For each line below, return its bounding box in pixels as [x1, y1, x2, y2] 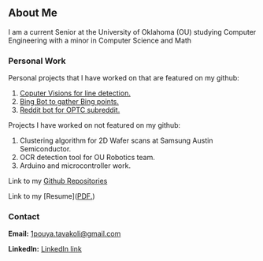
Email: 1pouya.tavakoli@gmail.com [8, 229, 121, 239]
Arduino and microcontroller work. [19, 161, 131, 170]
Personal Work [8, 55, 66, 66]
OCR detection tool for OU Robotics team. [19, 153, 155, 162]
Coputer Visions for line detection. [19, 88, 131, 98]
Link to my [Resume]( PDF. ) [8, 192, 96, 201]
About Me [8, 6, 57, 20]
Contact [8, 211, 40, 222]
